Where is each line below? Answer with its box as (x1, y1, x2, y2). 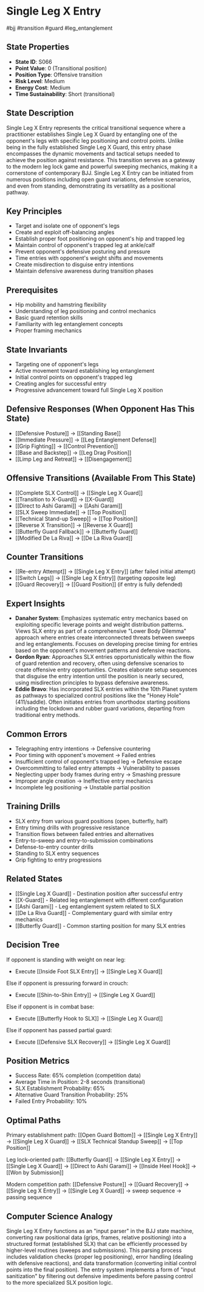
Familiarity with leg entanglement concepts (15, 321, 123, 328)
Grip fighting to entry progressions (15, 856, 102, 863)
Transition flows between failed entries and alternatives (15, 830, 154, 837)
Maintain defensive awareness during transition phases (15, 267, 154, 274)
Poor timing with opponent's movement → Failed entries (15, 752, 156, 759)
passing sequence (6, 1194, 53, 1201)
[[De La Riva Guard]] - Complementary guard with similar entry (15, 909, 173, 916)
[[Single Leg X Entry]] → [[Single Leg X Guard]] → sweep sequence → (6, 1187, 182, 1194)
